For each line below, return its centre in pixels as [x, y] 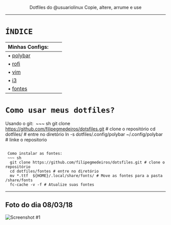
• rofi [14, 64]
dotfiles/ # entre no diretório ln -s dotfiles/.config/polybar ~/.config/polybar [84, 134]
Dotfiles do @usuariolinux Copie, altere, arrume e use [85, 7]
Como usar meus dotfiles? [60, 110]
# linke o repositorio [26, 139]
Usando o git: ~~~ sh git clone [38, 123]
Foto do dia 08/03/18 [39, 205]
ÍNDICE [19, 32]
